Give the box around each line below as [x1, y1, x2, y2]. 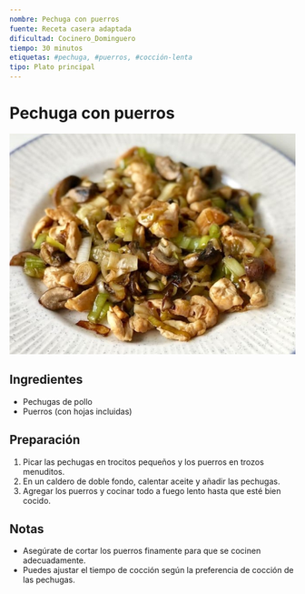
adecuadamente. [22, 555, 86, 566]
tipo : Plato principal [9, 63, 95, 72]
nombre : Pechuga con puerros [9, 15, 120, 24]
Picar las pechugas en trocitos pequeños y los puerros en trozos [22, 456, 265, 468]
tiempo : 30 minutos [9, 44, 84, 53]
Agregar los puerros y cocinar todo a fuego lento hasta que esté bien [22, 485, 281, 496]
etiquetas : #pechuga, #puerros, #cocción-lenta [9, 53, 193, 63]
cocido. [22, 495, 52, 506]
